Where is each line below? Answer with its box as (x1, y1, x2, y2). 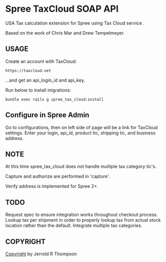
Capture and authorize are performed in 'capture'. (5, 173, 110, 179)
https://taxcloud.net (5, 68, 52, 73)
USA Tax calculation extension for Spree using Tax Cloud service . (5, 20, 145, 26)
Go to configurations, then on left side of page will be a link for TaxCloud (5, 124, 158, 130)
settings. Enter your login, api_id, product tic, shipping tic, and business (5, 130, 156, 136)
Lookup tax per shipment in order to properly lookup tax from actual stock (5, 217, 161, 223)
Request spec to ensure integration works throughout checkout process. (5, 211, 158, 218)
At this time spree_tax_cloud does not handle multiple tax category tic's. (5, 163, 157, 170)
